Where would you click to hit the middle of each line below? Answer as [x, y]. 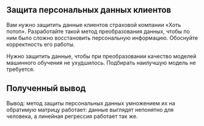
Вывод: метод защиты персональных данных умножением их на [91, 103]
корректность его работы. [41, 44]
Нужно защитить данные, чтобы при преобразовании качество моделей [101, 56]
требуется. [20, 69]
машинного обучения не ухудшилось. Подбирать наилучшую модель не [101, 62]
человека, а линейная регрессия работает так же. [72, 116]
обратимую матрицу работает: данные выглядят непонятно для [90, 109]
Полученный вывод [46, 88]
